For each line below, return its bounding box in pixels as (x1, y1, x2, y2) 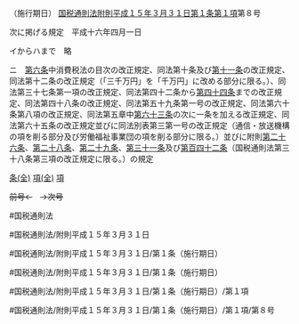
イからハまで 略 (9, 45, 72, 56)
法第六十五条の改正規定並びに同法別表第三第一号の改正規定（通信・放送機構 (9, 120, 290, 131)
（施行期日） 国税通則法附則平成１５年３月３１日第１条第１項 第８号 (9, 8, 261, 18)
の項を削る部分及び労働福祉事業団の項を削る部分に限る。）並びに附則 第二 (9, 132, 279, 142)
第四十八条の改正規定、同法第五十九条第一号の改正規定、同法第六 (39, 98, 282, 109)
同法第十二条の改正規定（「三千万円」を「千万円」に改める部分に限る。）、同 (9, 76, 287, 86)
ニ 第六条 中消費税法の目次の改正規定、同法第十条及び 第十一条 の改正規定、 (9, 65, 290, 75)
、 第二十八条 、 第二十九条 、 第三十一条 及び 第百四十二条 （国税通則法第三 (25, 142, 290, 153)
